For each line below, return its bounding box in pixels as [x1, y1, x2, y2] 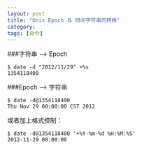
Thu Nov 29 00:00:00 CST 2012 [7, 103, 96, 111]
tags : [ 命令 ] [7, 29, 43, 37]
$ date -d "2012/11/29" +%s [7, 64, 90, 71]
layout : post [7, 10, 45, 17]
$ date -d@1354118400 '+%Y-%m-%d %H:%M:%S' [7, 130, 136, 137]
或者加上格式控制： [7, 116, 63, 125]
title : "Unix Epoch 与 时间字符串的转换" [7, 17, 120, 24]
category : [7, 23, 36, 30]
